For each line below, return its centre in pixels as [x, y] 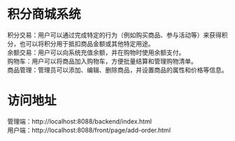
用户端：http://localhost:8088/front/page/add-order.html [89, 130]
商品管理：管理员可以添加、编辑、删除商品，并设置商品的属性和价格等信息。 [117, 70]
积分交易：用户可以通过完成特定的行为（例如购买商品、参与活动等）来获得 [114, 35]
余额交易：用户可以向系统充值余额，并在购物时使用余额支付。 [96, 52]
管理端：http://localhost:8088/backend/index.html [80, 121]
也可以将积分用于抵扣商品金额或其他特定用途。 [87, 43]
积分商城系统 [44, 14]
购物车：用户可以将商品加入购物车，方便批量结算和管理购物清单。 [102, 61]
